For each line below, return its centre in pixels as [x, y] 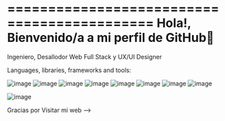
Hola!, [174, 23]
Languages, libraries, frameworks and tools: [69, 70]
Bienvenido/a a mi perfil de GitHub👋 [111, 38]
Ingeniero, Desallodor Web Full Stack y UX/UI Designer [85, 56]
